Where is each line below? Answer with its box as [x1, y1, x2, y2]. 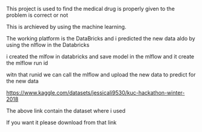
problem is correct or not [6, 11, 68, 19]
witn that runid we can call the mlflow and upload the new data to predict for [6, 71, 196, 78]
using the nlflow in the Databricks [6, 42, 90, 48]
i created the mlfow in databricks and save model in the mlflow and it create [6, 53, 195, 60]
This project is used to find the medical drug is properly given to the [6, 5, 175, 12]
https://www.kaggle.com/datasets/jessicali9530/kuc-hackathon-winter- [6, 89, 185, 96]
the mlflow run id [6, 60, 48, 66]
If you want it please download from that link [6, 119, 117, 126]
